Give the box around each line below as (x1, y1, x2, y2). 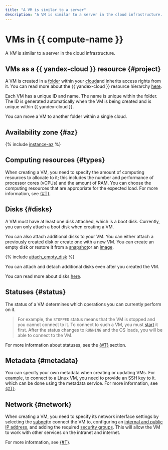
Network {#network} (5, 400, 72, 409)
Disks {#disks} (5, 205, 53, 214)
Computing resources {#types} (5, 156, 105, 165)
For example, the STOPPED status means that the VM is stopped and (17, 316, 155, 322)
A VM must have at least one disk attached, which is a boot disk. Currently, (5, 218, 160, 224)
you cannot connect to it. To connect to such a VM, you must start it (17, 322, 158, 328)
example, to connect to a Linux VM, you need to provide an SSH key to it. (5, 375, 156, 381)
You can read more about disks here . (5, 273, 82, 279)
